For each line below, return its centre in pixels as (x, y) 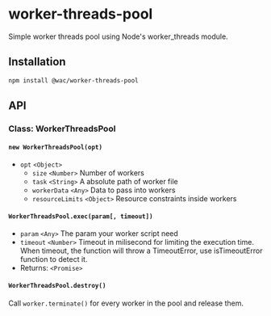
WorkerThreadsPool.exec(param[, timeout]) (81, 216)
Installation (37, 62)
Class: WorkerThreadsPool (62, 129)
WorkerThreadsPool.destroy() (57, 285)
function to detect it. (54, 259)
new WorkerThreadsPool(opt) (56, 147)
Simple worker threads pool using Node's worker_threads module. (118, 36)
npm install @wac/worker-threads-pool (73, 80)
